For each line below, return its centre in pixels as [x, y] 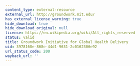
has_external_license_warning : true [43, 19]
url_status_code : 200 [28, 51]
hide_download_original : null [37, 28]
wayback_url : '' [22, 56]
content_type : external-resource [40, 10]
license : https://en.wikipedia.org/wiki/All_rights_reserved [70, 33]
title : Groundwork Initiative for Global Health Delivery [67, 42]
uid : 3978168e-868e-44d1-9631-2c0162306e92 [51, 47]
